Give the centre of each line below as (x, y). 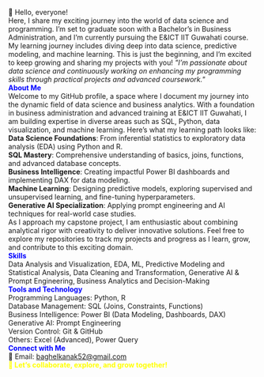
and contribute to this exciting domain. (71, 247)
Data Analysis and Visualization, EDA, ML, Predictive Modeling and (117, 264)
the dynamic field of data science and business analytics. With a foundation (132, 104)
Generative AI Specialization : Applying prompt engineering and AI (117, 205)
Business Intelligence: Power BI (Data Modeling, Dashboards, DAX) (117, 315)
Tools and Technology (45, 289)
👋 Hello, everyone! (38, 12)
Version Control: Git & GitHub (56, 331)
